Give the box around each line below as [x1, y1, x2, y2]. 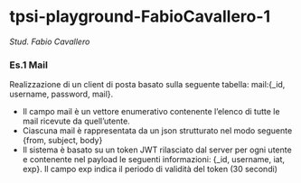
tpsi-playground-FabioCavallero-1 [9, 6, 271, 27]
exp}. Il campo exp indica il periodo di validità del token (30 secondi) [22, 164, 278, 175]
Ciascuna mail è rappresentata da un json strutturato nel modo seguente [22, 125, 293, 136]
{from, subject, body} [22, 135, 103, 146]
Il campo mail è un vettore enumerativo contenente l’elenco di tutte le [22, 106, 280, 117]
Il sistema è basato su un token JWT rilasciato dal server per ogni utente [22, 144, 292, 155]
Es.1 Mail [9, 59, 48, 71]
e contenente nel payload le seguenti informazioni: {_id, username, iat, [22, 154, 286, 165]
